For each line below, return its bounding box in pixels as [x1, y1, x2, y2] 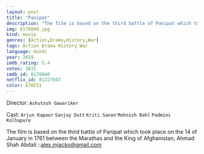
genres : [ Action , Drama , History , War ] [6, 37, 99, 43]
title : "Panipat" [6, 15, 50, 21]
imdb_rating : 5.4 [6, 60, 50, 66]
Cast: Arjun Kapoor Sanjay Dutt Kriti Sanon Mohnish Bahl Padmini [6, 111, 171, 118]
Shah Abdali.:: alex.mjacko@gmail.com [6, 141, 102, 148]
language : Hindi [6, 49, 47, 55]
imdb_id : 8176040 [6, 71, 50, 77]
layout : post [6, 9, 39, 15]
